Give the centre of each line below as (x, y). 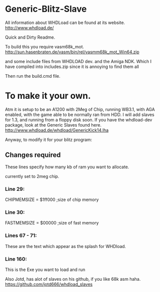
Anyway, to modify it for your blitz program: (49, 139)
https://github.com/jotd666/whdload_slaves (49, 284)
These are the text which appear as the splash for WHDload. (66, 246)
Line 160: (16, 259)
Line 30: (15, 212)
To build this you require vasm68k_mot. (44, 46)
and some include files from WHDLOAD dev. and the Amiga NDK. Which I (78, 61)
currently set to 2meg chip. (32, 176)
